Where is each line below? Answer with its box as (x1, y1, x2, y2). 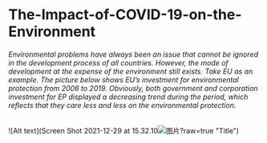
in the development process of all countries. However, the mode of (8, 58, 229, 67)
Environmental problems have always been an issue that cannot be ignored (8, 50, 259, 59)
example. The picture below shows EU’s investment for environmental (8, 74, 239, 85)
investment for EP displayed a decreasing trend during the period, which (8, 92, 249, 101)
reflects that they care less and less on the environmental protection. (8, 100, 237, 109)
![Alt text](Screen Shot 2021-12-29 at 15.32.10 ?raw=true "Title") (8, 126, 239, 136)
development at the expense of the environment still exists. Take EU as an (8, 66, 253, 76)
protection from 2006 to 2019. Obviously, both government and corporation (8, 83, 258, 93)
